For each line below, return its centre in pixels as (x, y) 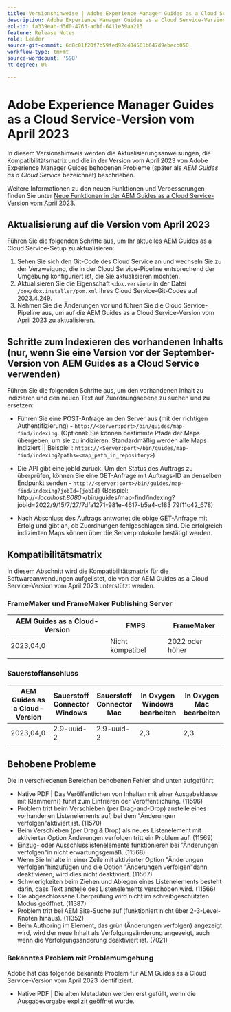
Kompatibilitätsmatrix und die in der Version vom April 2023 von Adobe (108, 160)
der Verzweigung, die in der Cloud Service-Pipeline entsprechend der (116, 269)
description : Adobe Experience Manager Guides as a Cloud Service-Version (117, 20)
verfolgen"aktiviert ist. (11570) (59, 823)
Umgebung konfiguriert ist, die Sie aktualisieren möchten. (99, 277)
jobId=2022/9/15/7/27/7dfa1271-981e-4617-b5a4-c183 (94, 505)
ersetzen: (21, 405)
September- (189, 353)
